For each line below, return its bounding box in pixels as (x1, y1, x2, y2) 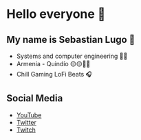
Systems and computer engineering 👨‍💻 (16, 52, 128, 60)
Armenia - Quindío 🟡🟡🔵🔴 (16, 60, 91, 68)
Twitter (16, 118, 37, 126)
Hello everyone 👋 (6, 6, 106, 22)
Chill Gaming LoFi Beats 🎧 (16, 70, 93, 78)
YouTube (16, 110, 42, 119)
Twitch (16, 126, 36, 134)
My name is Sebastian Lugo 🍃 (6, 34, 135, 46)
